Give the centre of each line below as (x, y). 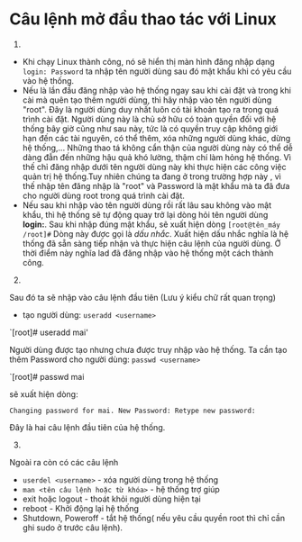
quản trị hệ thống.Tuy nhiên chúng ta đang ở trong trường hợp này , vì (151, 176)
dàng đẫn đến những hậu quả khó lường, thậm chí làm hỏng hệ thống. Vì (156, 157)
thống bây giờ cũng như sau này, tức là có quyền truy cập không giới (150, 128)
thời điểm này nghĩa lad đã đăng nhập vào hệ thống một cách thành (148, 253)
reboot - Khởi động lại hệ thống (81, 508)
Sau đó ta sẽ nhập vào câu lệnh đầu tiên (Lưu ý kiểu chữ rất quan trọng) (143, 297)
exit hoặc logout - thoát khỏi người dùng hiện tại (111, 499)
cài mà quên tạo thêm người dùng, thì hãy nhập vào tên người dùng (147, 100)
